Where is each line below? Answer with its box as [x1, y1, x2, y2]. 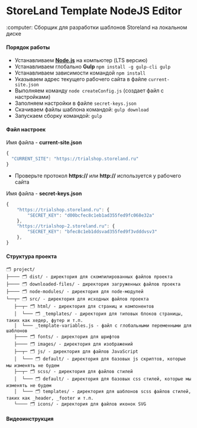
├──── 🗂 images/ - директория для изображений [14, 342, 133, 347]
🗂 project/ [6, 266, 35, 273]
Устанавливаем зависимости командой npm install [14, 69, 146, 76]
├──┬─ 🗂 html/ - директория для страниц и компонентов [14, 304, 154, 310]
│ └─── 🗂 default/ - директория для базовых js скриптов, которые [14, 356, 186, 362]
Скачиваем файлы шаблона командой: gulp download [14, 106, 149, 113]
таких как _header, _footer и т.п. [6, 395, 94, 401]
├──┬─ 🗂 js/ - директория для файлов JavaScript [14, 349, 138, 355]
